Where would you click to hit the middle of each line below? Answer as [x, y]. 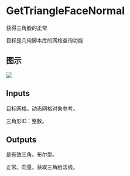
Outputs [21, 140]
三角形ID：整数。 [27, 121]
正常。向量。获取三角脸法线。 [42, 167]
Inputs [18, 93]
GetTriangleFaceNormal [65, 11]
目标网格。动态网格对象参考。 [42, 108]
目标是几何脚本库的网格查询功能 [45, 40]
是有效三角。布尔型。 [32, 155]
